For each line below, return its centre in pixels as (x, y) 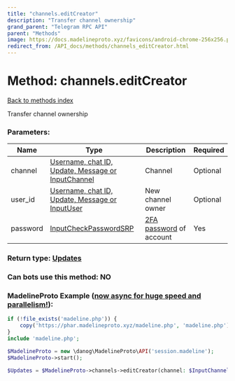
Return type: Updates (44, 258)
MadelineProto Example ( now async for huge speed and (104, 296)
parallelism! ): (30, 304)
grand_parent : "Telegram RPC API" (58, 27)
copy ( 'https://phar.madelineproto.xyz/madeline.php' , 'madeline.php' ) (125, 326)
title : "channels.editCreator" (53, 14)
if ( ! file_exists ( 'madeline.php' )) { (62, 319)
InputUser (66, 209)
